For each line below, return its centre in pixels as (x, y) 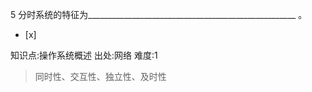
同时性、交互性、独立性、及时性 (100, 76)
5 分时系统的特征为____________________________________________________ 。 (159, 14)
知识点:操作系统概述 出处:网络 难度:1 (84, 55)
